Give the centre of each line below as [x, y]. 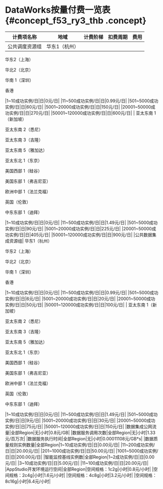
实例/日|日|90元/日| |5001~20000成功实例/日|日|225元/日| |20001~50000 [79, 228]
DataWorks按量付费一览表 [58, 10]
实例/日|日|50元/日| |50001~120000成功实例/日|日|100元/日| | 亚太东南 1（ [79, 304]
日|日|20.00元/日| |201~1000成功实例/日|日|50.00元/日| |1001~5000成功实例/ [82, 451]
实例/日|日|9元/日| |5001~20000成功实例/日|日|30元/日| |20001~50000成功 [80, 420]
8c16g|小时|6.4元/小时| [28, 481]
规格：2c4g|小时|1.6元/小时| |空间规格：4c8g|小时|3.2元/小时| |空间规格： [83, 475]
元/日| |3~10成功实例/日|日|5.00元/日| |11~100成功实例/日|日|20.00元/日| [77, 463]
